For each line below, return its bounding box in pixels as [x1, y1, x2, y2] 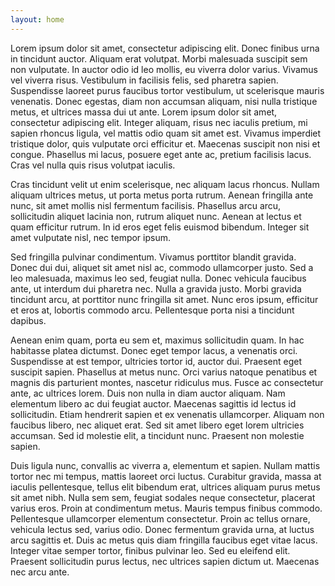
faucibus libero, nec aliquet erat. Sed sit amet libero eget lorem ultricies [10, 419, 305, 431]
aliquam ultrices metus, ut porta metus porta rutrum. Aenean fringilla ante [10, 189, 314, 201]
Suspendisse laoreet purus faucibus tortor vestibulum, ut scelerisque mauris [10, 84, 325, 96]
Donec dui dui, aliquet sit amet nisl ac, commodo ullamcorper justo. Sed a [10, 261, 314, 273]
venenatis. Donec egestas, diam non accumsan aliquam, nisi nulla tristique [10, 95, 318, 107]
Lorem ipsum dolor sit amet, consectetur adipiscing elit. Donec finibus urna [10, 42, 320, 54]
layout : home [10, 14, 65, 25]
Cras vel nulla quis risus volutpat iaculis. [10, 159, 176, 171]
